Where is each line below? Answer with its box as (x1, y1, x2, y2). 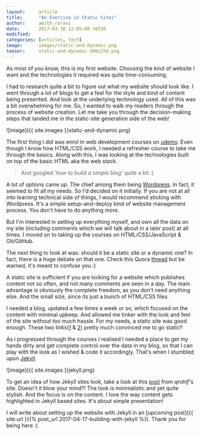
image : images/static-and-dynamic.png (6, 43, 117, 49)
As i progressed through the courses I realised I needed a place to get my (6, 335, 188, 343)
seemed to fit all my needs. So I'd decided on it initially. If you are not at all (6, 187, 191, 194)
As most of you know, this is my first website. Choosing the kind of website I (6, 65, 195, 72)
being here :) (6, 422, 38, 429)
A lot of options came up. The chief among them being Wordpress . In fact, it (6, 180, 195, 188)
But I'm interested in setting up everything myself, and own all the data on (6, 218, 189, 225)
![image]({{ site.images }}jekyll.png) (6, 366, 95, 373)
